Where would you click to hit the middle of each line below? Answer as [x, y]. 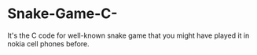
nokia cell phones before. [48, 43]
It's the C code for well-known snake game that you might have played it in [128, 35]
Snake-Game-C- [62, 14]
